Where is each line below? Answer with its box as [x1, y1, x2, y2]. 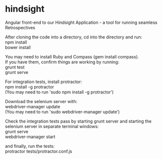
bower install [5, 44, 31, 50]
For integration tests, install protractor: [5, 79, 82, 85]
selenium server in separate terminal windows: [5, 123, 99, 129]
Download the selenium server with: [5, 98, 78, 104]
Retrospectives [5, 24, 36, 30]
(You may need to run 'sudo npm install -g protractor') [5, 89, 114, 95]
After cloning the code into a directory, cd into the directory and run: [5, 34, 142, 40]
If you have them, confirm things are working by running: [5, 59, 120, 65]
